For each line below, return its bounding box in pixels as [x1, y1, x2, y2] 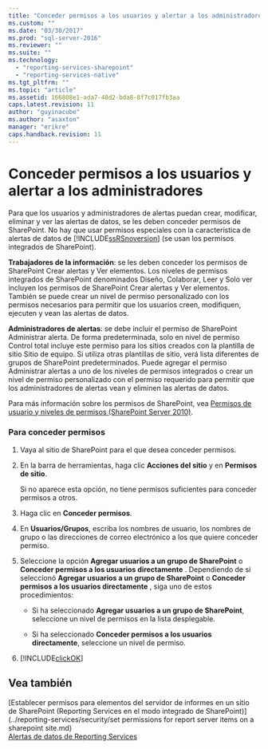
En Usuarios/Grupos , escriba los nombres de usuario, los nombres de [19, 523, 251, 533]
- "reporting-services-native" [15, 71, 120, 79]
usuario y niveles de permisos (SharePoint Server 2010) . [8, 407, 194, 416]
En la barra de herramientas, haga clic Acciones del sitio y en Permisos [19, 460, 258, 470]
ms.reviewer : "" [8, 41, 62, 49]
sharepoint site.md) [8, 723, 73, 732]
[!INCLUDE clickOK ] [19, 653, 84, 663]
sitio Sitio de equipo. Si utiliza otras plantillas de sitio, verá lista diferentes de [8, 349, 259, 359]
